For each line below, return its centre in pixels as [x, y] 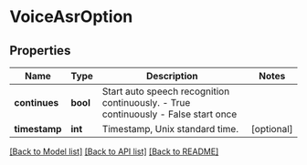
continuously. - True [146, 103]
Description [172, 76]
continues [37, 103]
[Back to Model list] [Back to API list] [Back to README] [114, 151]
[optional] [272, 129]
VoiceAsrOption [71, 17]
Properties [40, 51]
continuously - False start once [169, 114]
